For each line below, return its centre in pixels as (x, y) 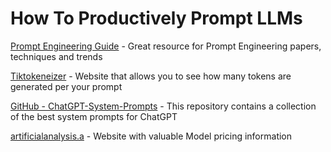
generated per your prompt (66, 86)
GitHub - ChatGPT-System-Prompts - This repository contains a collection (163, 106)
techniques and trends (56, 56)
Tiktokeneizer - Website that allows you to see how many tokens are (151, 76)
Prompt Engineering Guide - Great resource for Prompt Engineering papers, (166, 46)
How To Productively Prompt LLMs (156, 18)
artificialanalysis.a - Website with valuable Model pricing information (151, 136)
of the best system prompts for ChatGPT (94, 116)
